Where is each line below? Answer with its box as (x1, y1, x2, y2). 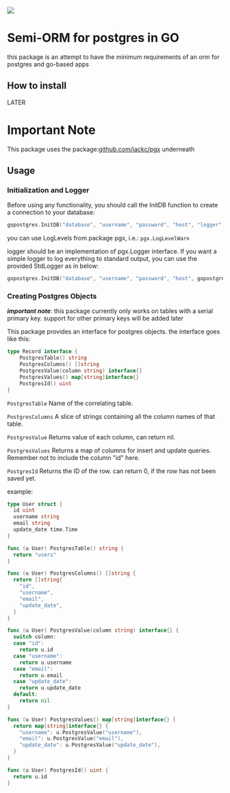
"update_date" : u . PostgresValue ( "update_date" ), (19, 742, 161, 748)
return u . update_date (19, 685, 81, 691)
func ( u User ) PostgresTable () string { (7, 544, 125, 552)
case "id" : (13, 640, 44, 647)
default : (13, 691, 38, 698)
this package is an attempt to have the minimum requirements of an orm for (7, 52, 220, 61)
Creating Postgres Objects (7, 292, 97, 301)
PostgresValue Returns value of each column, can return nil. (7, 433, 176, 441)
